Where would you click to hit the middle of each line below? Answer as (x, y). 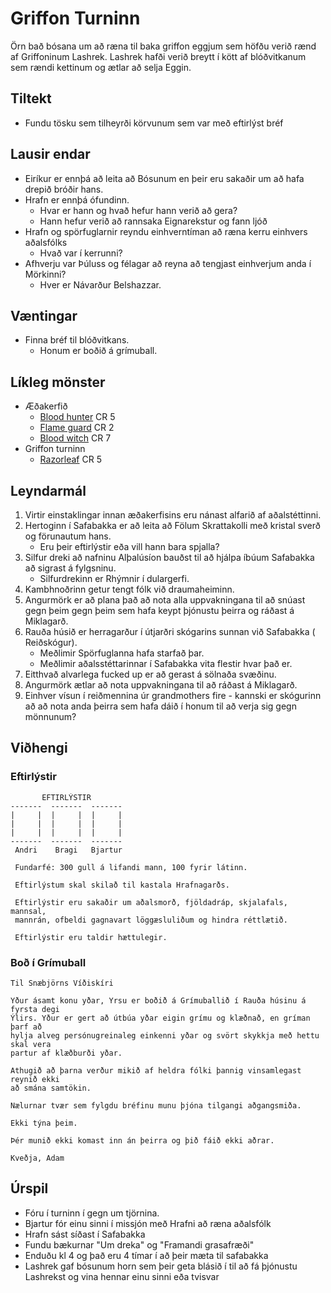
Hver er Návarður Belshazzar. (100, 284)
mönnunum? (50, 716)
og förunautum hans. (68, 536)
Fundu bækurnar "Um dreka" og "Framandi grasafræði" (139, 1244)
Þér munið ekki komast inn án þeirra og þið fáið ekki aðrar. (142, 1140)
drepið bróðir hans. (64, 189)
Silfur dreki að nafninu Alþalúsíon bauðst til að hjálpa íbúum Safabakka (169, 557)
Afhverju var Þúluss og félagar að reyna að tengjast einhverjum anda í (168, 263)
